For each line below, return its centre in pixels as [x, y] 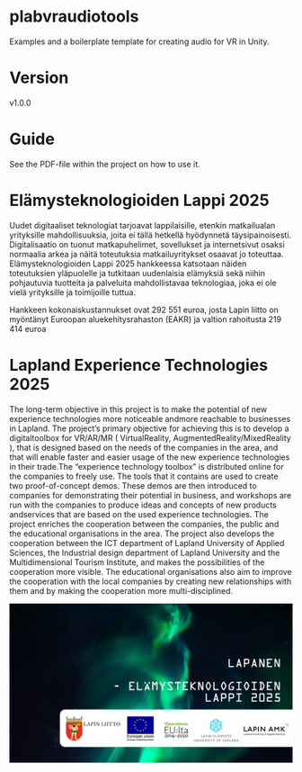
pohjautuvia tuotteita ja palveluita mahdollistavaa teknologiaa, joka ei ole [143, 283]
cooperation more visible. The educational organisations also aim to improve [151, 571]
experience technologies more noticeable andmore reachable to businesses [150, 418]
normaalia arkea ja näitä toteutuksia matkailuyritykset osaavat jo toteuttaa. [147, 254]
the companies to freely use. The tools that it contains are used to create [144, 476]
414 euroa [28, 328]
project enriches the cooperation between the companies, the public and [144, 524]
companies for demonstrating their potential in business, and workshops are [151, 495]
